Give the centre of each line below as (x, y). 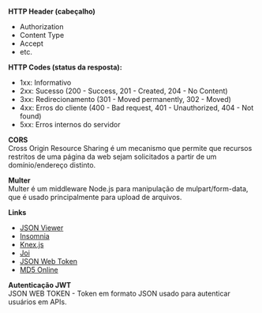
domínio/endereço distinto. (52, 165)
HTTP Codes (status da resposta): (65, 67)
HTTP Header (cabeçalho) (52, 11)
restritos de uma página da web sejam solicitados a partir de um (112, 156)
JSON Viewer (41, 228)
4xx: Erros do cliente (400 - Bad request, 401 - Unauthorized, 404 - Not (137, 107)
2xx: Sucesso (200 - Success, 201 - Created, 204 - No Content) (124, 91)
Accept (31, 43)
